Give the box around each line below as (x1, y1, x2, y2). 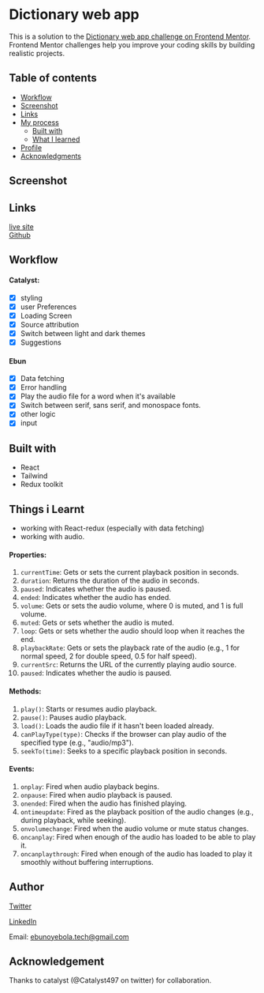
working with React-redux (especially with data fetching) (20, 523, 205, 533)
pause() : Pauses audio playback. (20, 712, 127, 722)
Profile (20, 142, 43, 152)
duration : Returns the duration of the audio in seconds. (20, 576, 200, 586)
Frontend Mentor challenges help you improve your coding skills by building (9, 40, 255, 49)
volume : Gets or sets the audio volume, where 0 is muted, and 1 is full (20, 601, 244, 610)
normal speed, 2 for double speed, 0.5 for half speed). (20, 651, 197, 661)
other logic (20, 410, 56, 419)
